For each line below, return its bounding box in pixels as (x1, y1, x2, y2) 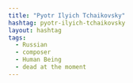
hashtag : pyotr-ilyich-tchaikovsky (8, 19, 126, 27)
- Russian (15, 41, 47, 49)
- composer (15, 48, 51, 56)
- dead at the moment (15, 63, 87, 71)
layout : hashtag (8, 26, 62, 34)
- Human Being (15, 56, 62, 64)
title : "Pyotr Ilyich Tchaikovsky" (8, 11, 126, 20)
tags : (8, 33, 26, 42)
